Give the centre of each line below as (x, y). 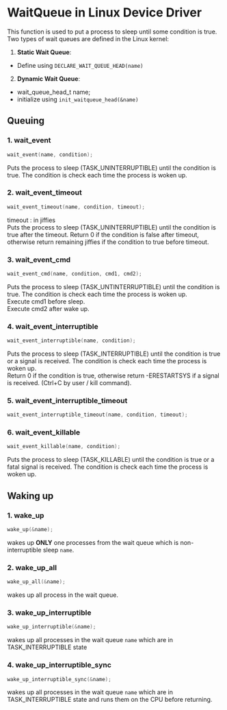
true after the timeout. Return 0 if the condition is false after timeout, (103, 234)
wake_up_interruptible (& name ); (52, 627)
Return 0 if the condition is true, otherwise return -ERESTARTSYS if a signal (113, 376)
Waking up (30, 496)
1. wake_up (26, 515)
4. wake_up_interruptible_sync (59, 665)
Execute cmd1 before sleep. (46, 301)
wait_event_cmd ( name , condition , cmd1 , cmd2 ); (75, 273)
